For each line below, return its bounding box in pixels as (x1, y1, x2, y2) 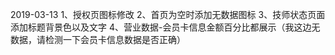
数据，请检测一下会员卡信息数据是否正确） (10, 34, 186, 45)
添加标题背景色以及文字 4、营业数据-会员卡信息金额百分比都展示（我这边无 (10, 21, 321, 33)
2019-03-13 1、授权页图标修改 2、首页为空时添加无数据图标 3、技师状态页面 (10, 9, 326, 20)
